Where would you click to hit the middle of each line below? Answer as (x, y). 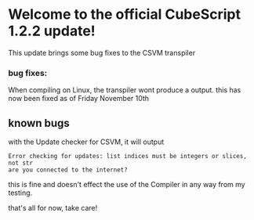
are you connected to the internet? (68, 170)
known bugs (39, 123)
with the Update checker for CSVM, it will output (86, 142)
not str (21, 163)
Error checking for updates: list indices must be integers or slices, (127, 157)
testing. (20, 193)
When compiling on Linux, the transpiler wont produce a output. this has (125, 90)
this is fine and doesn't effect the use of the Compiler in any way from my (127, 185)
